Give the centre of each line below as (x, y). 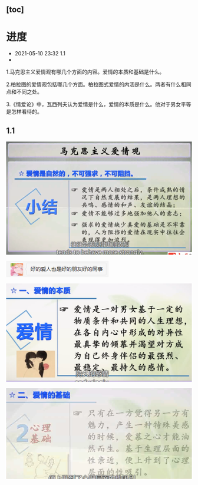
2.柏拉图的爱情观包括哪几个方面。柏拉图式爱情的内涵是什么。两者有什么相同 (99, 84)
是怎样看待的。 (24, 112)
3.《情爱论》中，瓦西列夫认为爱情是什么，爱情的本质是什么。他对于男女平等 (99, 104)
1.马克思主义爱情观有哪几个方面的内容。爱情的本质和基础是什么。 (85, 72)
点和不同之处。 (24, 92)
